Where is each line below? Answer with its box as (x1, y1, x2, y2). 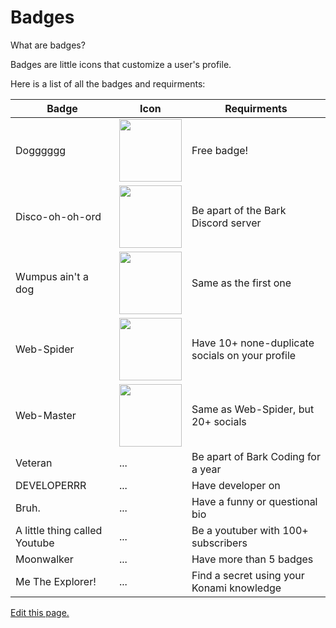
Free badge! (191, 143, 249, 157)
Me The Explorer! (15, 574, 97, 588)
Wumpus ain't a (15, 269, 89, 283)
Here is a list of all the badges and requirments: (10, 77, 206, 90)
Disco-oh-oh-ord (15, 209, 102, 223)
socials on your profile (191, 348, 297, 362)
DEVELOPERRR (15, 478, 87, 492)
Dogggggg (15, 143, 67, 157)
